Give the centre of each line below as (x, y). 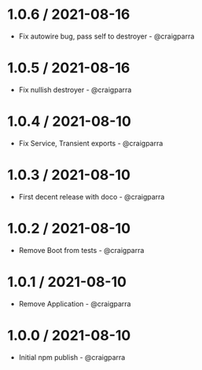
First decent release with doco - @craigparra (92, 196)
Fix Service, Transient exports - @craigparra (91, 143)
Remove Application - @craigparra (75, 303)
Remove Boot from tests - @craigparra (81, 250)
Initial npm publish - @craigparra (72, 357)
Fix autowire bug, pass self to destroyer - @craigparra (107, 36)
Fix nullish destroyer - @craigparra (75, 90)
